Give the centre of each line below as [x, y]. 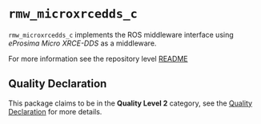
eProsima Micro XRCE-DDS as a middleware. [82, 43]
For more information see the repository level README [98, 58]
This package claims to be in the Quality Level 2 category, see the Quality [130, 103]
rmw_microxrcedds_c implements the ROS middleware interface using [121, 34]
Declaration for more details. [55, 111]
